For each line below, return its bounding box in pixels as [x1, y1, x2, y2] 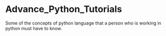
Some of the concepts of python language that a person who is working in [5, 20, 162, 26]
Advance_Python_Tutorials [5, 3, 123, 15]
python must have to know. [5, 25, 62, 31]
